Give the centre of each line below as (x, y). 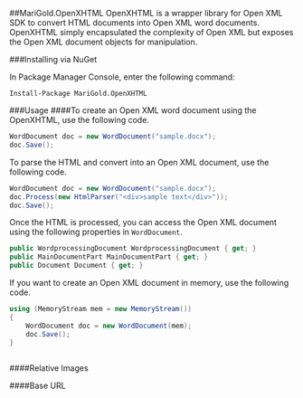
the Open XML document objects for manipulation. (104, 42)
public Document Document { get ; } (76, 266)
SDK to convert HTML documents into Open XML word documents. (135, 23)
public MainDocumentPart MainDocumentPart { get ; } (109, 257)
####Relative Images (49, 368)
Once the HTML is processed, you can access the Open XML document (143, 223)
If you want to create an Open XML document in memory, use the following (149, 283)
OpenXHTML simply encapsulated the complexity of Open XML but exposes (151, 32)
